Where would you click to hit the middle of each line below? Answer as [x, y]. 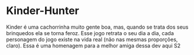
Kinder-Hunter [43, 11]
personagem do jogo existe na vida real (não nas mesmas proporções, [92, 39]
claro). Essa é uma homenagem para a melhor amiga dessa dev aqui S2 [93, 46]
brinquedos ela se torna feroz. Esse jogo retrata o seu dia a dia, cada [90, 33]
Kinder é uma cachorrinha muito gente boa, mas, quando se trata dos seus [97, 27]
